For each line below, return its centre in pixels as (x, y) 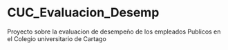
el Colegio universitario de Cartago (57, 38)
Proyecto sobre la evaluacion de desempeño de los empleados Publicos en (114, 32)
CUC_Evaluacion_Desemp (83, 13)
